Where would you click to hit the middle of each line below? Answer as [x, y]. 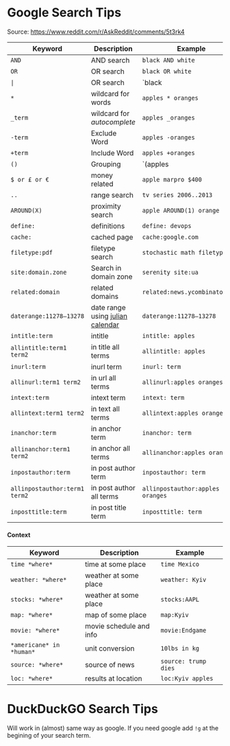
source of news [110, 665]
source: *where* [37, 665]
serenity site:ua [170, 272]
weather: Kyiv [183, 580]
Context [19, 534]
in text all [105, 409]
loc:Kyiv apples [187, 679]
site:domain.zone [39, 272]
